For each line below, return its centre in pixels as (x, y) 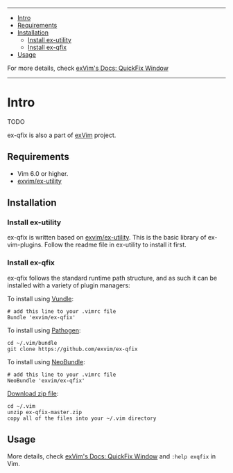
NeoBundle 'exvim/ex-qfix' (46, 381)
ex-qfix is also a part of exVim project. (62, 135)
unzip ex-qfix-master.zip (44, 412)
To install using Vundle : (41, 298)
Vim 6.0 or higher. (43, 173)
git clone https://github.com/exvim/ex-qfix (72, 349)
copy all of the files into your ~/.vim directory (82, 418)
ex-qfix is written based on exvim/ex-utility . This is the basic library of (107, 238)
